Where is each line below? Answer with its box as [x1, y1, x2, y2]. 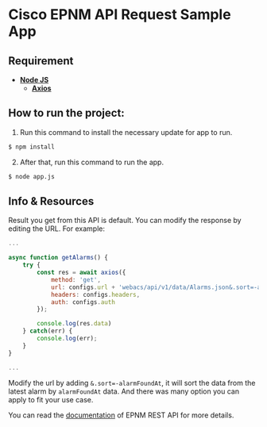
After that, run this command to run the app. [19, 157, 164, 167]
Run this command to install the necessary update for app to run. [19, 127, 233, 137]
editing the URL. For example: [8, 224, 106, 233]
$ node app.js [8, 172, 56, 180]
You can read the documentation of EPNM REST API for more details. [8, 410, 234, 420]
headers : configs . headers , [50, 290, 141, 298]
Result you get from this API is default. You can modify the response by [8, 216, 242, 225]
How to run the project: [8, 106, 125, 120]
